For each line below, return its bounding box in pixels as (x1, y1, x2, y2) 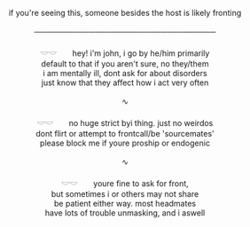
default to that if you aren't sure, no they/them (41, 59, 209, 69)
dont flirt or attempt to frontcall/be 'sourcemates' (35, 129, 215, 138)
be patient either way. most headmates (54, 199, 196, 208)
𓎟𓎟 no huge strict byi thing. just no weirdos (36, 118, 214, 128)
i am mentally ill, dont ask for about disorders (42, 68, 208, 78)
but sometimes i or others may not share (51, 189, 199, 199)
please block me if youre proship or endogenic (39, 137, 211, 148)
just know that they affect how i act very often (41, 77, 209, 88)
